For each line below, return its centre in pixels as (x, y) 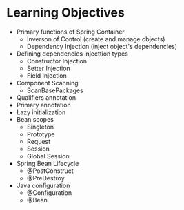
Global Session (48, 156)
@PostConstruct (50, 171)
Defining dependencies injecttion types (72, 54)
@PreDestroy (45, 178)
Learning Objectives (65, 13)
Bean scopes (35, 119)
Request (39, 141)
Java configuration (43, 185)
